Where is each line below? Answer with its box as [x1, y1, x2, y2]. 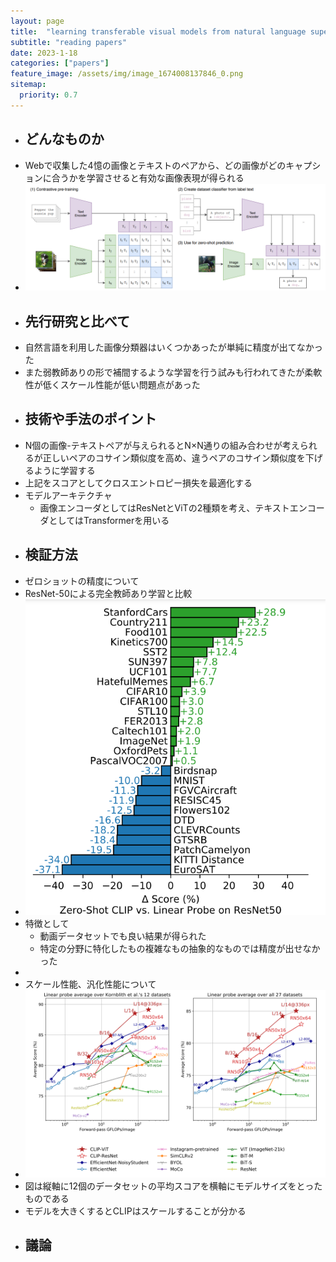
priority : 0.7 [19, 90, 78, 100]
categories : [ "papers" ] [10, 58, 110, 69]
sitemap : [10, 80, 47, 90]
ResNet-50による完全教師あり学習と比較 [24, 587, 193, 599]
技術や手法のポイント [24, 411, 157, 428]
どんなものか [24, 131, 105, 148]
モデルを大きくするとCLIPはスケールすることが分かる [24, 1205, 247, 1217]
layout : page [10, 16, 65, 26]
